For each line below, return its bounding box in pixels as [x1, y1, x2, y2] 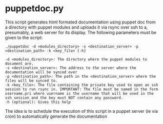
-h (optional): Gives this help [5, 100, 71, 104]
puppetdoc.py [5, 3, 64, 14]
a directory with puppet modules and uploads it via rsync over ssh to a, [5, 24, 148, 30]
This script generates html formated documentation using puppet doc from [5, 19, 156, 25]
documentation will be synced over [5, 69, 78, 75]
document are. [5, 61, 34, 66]
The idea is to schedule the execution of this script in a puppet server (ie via [5, 108, 158, 114]
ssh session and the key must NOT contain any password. [5, 95, 123, 100]
